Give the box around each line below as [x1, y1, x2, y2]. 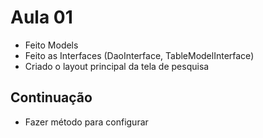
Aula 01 [10, 6, 73, 29]
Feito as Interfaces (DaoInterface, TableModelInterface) [24, 49, 255, 61]
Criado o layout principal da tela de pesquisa [24, 60, 210, 72]
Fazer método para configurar [24, 116, 149, 128]
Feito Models [24, 39, 79, 51]
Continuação [10, 89, 93, 106]
